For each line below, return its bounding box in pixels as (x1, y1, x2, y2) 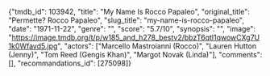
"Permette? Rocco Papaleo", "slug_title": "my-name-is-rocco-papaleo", (8, 15, 244, 25)
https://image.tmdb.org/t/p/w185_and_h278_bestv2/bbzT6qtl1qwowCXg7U (11, 32, 260, 42)
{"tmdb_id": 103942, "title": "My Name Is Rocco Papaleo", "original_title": (8, 7, 250, 16)
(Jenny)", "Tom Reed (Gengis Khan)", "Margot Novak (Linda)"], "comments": (8, 50, 263, 59)
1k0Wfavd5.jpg (8, 41, 58, 51)
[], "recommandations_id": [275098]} (8, 58, 131, 68)
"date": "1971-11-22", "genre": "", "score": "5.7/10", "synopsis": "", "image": (8, 24, 256, 33)
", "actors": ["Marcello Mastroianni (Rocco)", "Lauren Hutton (57, 41, 257, 51)
